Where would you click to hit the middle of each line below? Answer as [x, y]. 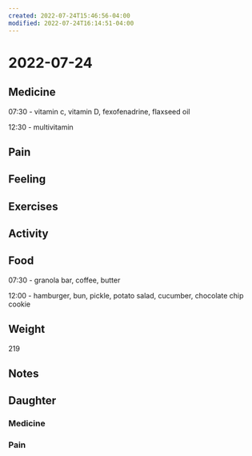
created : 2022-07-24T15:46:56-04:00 [69, 16]
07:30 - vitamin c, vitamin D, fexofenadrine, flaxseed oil [99, 111]
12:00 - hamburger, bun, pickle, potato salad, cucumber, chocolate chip [126, 295]
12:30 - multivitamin [41, 127]
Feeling [27, 180]
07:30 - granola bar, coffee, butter [64, 280]
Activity [29, 234]
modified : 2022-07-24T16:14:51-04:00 [71, 23]
